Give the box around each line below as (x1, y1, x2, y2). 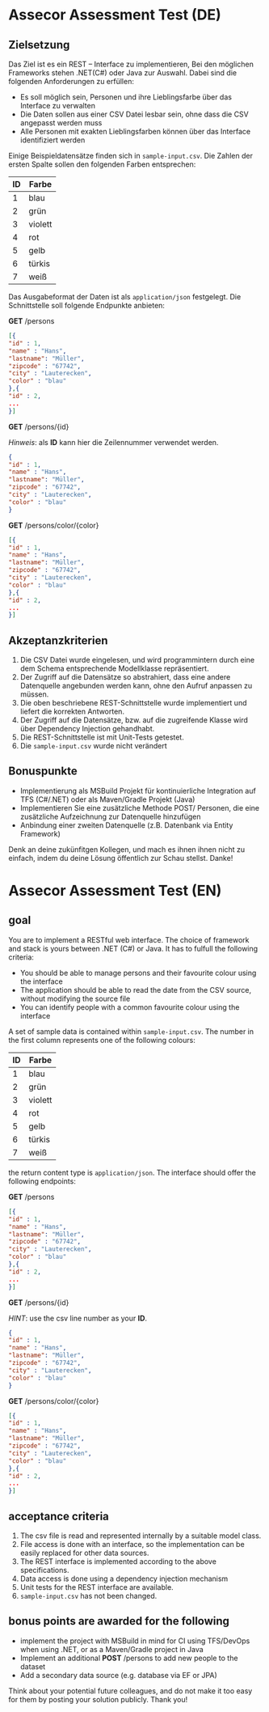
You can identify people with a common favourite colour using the (19, 1002, 240, 1012)
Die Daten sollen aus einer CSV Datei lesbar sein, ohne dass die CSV (19, 109, 249, 119)
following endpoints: (8, 1176, 77, 1186)
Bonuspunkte (8, 765, 78, 778)
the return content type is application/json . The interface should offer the (8, 1167, 256, 1177)
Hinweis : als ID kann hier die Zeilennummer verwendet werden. (8, 437, 219, 447)
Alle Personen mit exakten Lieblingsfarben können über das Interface (19, 127, 251, 136)
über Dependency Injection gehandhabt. (19, 724, 155, 734)
